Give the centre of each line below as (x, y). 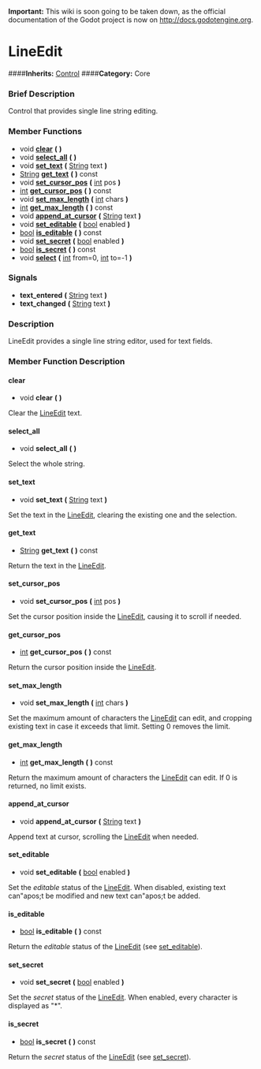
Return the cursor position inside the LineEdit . (82, 667)
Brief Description (41, 94)
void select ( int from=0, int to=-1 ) (76, 257)
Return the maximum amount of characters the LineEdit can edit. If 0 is (123, 777)
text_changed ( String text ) (65, 304)
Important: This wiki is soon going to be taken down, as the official (117, 11)
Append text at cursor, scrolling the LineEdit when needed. (103, 836)
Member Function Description (67, 362)
